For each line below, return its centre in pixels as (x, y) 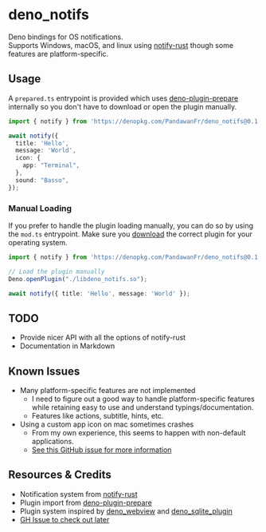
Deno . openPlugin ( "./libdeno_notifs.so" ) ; (78, 279)
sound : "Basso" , (42, 180)
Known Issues (44, 371)
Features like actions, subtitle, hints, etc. (98, 416)
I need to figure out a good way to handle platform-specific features (143, 399)
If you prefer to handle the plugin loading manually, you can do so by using (131, 225)
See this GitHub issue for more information (102, 450)
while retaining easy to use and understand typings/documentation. (143, 407)
